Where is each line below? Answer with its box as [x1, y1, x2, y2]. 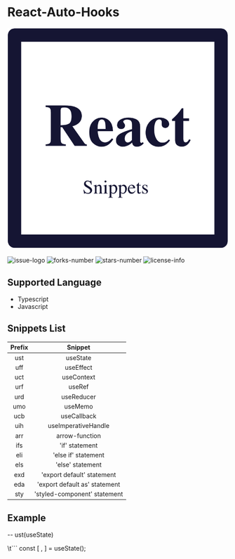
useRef [68, 382, 89, 391]
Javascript [17, 302, 48, 310]
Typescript [17, 295, 49, 303]
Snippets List [7, 323, 66, 335]
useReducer [60, 392, 97, 401]
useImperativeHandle [48, 422, 110, 430]
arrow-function [55, 432, 102, 440]
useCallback [60, 412, 97, 420]
